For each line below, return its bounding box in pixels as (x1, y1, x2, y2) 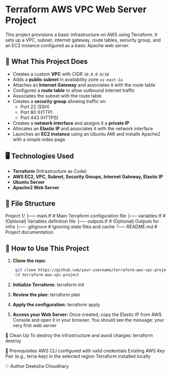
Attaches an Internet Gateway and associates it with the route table (12, 82, 156, 88)
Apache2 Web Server (12, 184, 60, 190)
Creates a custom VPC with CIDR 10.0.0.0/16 (12, 71, 109, 77)
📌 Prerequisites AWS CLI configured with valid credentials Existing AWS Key (5, 347, 165, 353)
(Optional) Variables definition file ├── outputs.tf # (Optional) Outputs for (5, 218, 159, 224)
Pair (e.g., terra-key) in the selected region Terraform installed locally (5, 353, 151, 359)
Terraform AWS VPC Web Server (5, 4, 147, 15)
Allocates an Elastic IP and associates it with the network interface (12, 125, 153, 131)
